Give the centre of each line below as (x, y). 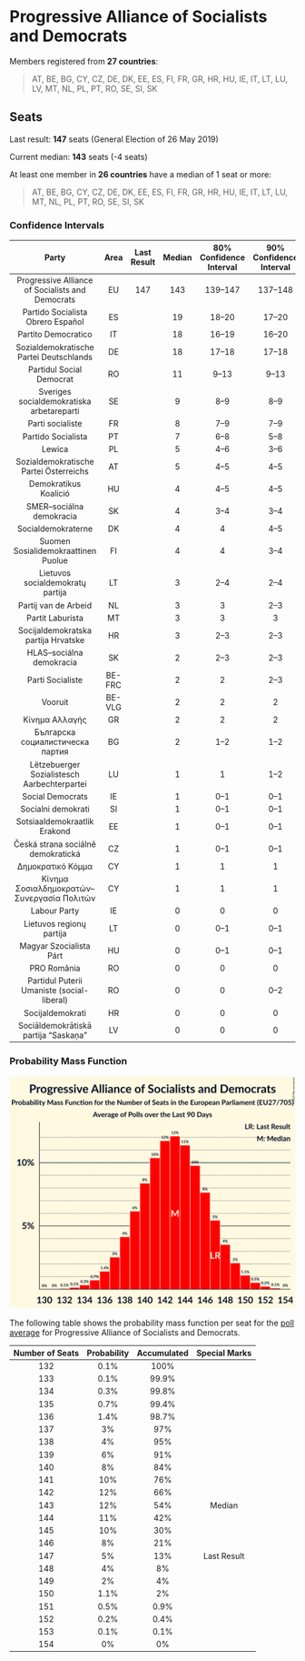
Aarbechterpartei (55, 783)
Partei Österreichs (55, 471)
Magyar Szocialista (55, 946)
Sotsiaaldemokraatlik (55, 821)
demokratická (55, 853)
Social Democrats (55, 796)
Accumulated (162, 1353)
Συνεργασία (38, 899)
